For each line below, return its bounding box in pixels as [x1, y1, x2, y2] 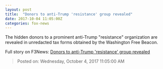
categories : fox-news [5, 21, 50, 26]
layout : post [5, 7, 32, 12]
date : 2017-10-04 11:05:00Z [5, 16, 63, 21]
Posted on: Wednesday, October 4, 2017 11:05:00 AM [17, 58, 125, 64]
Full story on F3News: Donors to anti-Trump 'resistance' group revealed [5, 49, 150, 55]
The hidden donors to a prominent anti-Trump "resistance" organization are [5, 34, 158, 40]
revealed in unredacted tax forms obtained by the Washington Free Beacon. [5, 40, 158, 46]
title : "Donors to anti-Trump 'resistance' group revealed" [5, 12, 133, 17]
